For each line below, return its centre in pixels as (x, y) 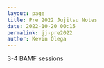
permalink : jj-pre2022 (40, 33)
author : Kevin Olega (37, 39)
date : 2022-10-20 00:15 (42, 26)
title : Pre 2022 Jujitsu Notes (52, 20)
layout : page (26, 13)
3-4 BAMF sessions (35, 58)
